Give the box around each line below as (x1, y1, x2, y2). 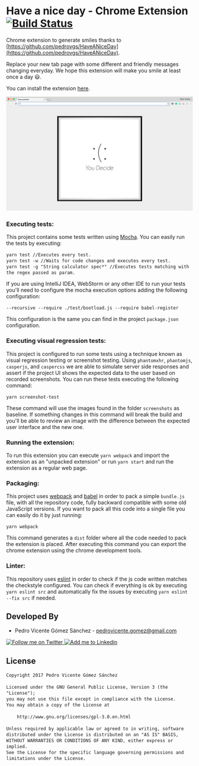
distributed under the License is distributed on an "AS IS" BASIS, (6, 732, 179, 738)
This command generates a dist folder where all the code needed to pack (6, 534, 187, 541)
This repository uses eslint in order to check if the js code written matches (6, 575, 188, 582)
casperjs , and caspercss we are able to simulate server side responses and (6, 362, 190, 370)
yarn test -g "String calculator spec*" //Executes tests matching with (6, 264, 190, 270)
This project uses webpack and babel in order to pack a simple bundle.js (6, 493, 185, 500)
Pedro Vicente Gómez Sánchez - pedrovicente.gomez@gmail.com (14, 627, 177, 634)
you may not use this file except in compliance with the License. (6, 696, 176, 702)
